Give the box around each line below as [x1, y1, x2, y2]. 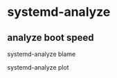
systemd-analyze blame [7, 50, 76, 58]
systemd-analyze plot [7, 64, 69, 71]
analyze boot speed [7, 32, 95, 43]
